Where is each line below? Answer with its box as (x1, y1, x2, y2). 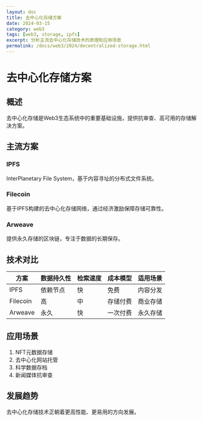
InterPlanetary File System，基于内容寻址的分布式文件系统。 (6, 175, 157, 182)
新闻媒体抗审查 (15, 371, 53, 378)
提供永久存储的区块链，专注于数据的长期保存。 (6, 235, 123, 242)
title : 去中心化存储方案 (6, 15, 62, 21)
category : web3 (6, 26, 45, 32)
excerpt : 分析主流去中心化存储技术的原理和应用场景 (6, 37, 122, 43)
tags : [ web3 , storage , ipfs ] (6, 32, 80, 38)
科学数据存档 (15, 363, 47, 371)
